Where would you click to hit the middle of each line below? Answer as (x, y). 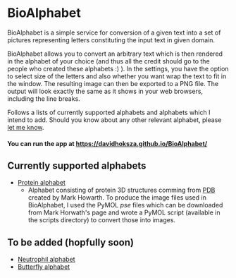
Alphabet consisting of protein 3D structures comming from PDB (122, 190)
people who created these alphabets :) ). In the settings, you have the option (118, 68)
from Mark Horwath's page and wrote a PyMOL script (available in (124, 212)
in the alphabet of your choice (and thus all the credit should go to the (108, 61)
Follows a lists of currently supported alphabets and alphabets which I (109, 112)
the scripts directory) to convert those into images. (102, 220)
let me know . (26, 127)
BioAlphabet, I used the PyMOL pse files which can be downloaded (125, 205)
